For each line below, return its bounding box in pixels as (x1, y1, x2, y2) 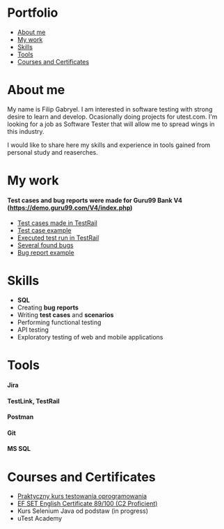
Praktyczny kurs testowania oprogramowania (17, 492, 147, 500)
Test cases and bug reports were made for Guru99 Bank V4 (7, 196, 183, 204)
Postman (7, 413, 34, 421)
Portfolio (7, 5, 58, 21)
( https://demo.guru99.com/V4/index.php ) (7, 204, 133, 212)
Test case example (17, 227, 72, 235)
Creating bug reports (17, 303, 79, 312)
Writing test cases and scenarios (17, 311, 114, 319)
